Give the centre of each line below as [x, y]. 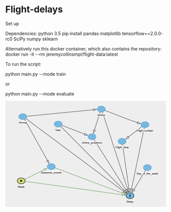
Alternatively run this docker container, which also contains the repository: [83, 49]
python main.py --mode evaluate [40, 93]
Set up [12, 23]
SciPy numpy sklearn [36, 39]
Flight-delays [34, 9]
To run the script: [23, 64]
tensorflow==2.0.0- [142, 33]
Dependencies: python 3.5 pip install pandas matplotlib [63, 33]
